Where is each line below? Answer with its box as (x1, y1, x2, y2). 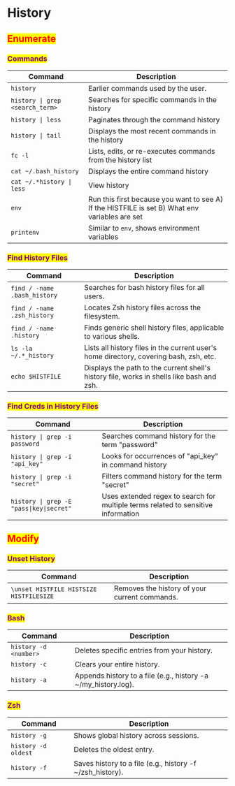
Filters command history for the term (101, 472, 222, 481)
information (101, 509, 140, 518)
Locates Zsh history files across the (83, 303, 201, 312)
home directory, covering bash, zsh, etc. (83, 351, 217, 361)
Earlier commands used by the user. (88, 83, 207, 93)
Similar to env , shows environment (88, 223, 200, 233)
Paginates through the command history (88, 115, 220, 124)
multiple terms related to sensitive (101, 500, 213, 510)
